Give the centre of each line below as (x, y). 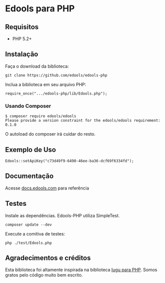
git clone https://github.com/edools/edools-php (56, 75)
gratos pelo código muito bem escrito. (44, 275)
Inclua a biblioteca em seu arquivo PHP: (46, 84)
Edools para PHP (40, 9)
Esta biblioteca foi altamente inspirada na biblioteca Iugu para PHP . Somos (81, 270)
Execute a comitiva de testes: (35, 234)
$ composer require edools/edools (41, 116)
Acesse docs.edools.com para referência (47, 188)
